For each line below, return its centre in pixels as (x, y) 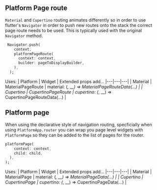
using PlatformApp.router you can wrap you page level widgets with (74, 129)
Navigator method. (24, 35)
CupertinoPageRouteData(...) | (36, 97)
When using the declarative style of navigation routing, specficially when (78, 125)
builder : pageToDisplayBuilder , (51, 63)
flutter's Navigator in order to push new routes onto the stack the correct (79, 25)
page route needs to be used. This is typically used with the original (74, 30)
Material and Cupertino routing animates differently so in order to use (76, 20)
